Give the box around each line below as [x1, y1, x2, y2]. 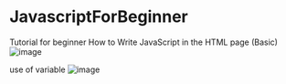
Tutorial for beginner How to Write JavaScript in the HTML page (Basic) [9, 37, 279, 47]
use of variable [9, 64, 66, 75]
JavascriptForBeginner [9, 6, 189, 27]
